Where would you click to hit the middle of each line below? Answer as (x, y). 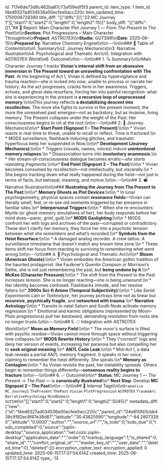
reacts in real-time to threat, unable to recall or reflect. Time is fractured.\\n (80, 133)
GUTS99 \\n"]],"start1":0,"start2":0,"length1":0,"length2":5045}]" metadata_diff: (82, 401)
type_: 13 (50, 458)
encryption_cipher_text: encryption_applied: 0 (101, 448)
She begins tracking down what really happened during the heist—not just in (82, 174)
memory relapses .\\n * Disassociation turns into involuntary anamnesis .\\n (81, 154)
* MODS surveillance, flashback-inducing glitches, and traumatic (70, 138)
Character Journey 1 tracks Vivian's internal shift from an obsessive (74, 66)
